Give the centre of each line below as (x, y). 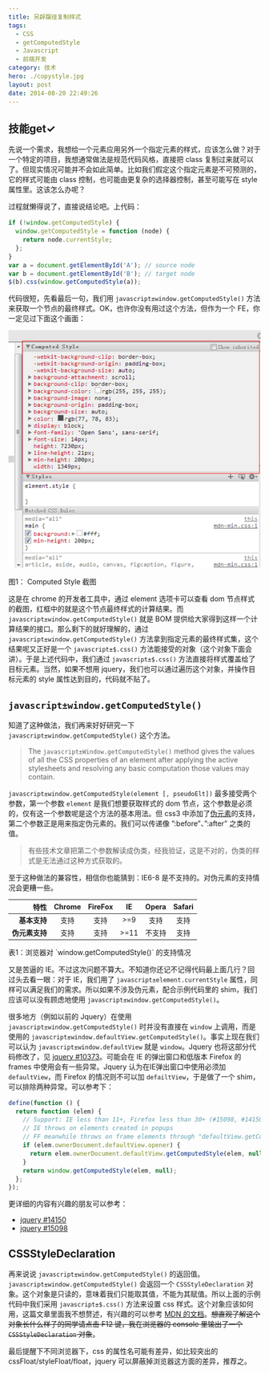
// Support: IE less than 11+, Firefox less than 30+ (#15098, (130, 1120)
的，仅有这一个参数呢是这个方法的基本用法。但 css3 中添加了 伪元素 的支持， (134, 814)
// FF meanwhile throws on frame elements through (109, 1137)
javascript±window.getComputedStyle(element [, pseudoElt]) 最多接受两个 (132, 794)
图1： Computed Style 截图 (52, 582)
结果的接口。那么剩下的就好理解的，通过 (82, 629)
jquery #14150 (43, 1220)
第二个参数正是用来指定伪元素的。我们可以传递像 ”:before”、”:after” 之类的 (129, 823)
